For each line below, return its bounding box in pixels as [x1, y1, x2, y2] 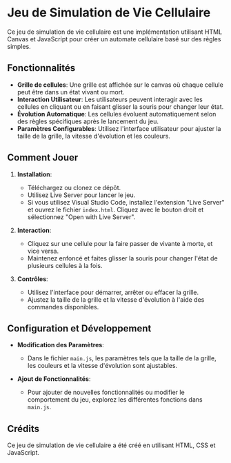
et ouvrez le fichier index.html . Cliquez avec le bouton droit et [27, 205, 204, 214]
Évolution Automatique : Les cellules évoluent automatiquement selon [17, 110, 217, 118]
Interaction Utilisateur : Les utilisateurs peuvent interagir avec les [17, 95, 203, 103]
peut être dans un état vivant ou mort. [17, 88, 125, 96]
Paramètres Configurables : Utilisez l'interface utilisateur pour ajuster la [17, 124, 221, 132]
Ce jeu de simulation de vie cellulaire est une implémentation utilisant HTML [7, 28, 223, 36]
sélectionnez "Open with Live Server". [27, 212, 136, 221]
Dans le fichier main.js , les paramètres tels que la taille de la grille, [27, 354, 217, 362]
